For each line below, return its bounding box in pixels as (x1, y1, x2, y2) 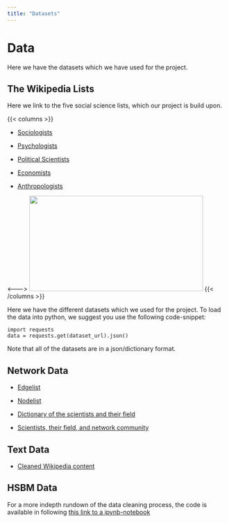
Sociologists (17, 128, 53, 137)
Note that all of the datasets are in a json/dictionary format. (7, 345, 176, 353)
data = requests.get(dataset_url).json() (7, 332, 129, 340)
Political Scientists (17, 155, 70, 164)
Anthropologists (17, 182, 63, 191)
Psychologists (17, 142, 58, 150)
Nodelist (17, 397, 42, 405)
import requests (7, 327, 54, 334)
